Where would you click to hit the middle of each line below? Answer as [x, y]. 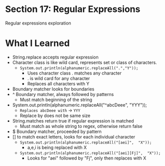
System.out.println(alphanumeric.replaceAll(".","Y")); [79, 68]
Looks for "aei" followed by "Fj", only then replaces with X [87, 158]
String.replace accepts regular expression [55, 57]
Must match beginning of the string [56, 99]
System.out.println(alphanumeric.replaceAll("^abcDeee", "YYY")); [80, 105]
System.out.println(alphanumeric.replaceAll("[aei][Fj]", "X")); [90, 153]
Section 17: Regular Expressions [73, 9]
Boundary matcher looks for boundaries [53, 89]
